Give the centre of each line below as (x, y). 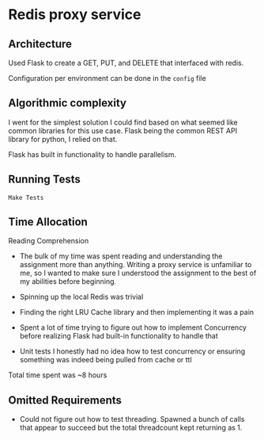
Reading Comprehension (49, 241)
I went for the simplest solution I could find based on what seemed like (123, 122)
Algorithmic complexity (67, 103)
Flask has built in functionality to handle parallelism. (92, 154)
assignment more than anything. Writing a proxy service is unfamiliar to (136, 265)
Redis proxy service (75, 15)
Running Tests (44, 180)
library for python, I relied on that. (63, 139)
